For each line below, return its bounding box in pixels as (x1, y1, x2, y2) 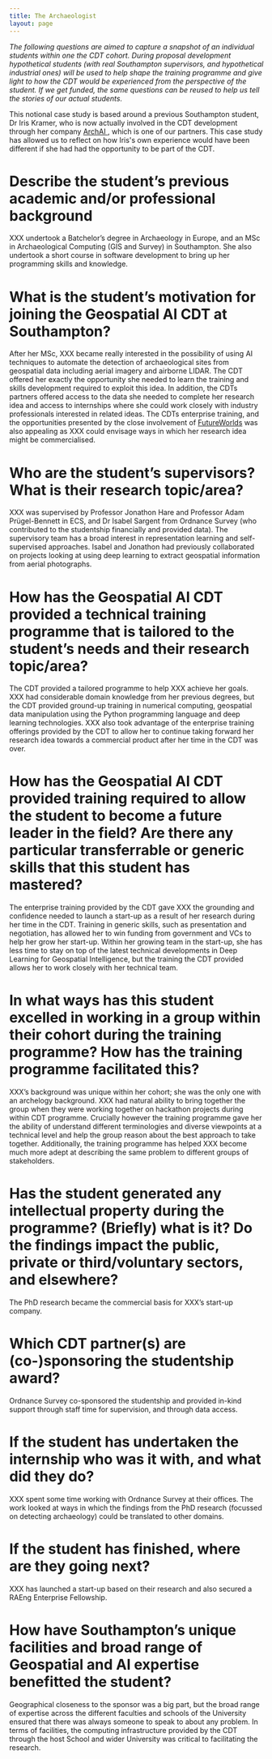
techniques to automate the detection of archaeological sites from (9, 358, 229, 368)
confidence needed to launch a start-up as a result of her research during (9, 911, 256, 921)
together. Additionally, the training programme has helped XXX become (9, 1139, 248, 1149)
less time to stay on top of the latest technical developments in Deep (9, 946, 238, 956)
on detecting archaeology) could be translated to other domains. (9, 1511, 225, 1521)
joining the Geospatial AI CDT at (9, 305, 227, 323)
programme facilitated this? (9, 1060, 200, 1079)
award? (9, 1369, 61, 1387)
